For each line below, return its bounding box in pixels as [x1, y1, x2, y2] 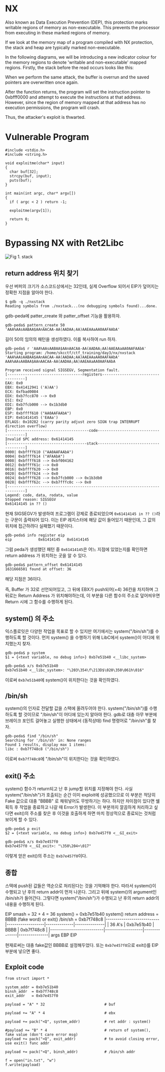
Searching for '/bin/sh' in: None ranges [5, 738, 92, 743]
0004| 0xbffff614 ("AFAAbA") [5, 454, 65, 459]
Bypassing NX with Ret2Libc [5, 238, 124, 249]
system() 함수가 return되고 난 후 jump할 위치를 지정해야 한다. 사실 [5, 786, 133, 792]
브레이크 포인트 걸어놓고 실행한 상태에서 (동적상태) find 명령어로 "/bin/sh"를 [5, 718, 151, 724]
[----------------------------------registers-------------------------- [5, 372, 160, 377]
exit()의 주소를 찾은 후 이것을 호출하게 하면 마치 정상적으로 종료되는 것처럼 [14, 810, 156, 816]
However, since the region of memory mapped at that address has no [5, 99, 146, 105]
